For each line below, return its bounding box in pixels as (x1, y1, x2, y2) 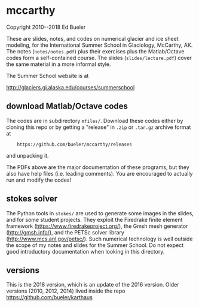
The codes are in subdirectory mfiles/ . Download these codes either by (6, 117, 183, 124)
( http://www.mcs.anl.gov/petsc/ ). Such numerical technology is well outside (6, 235, 193, 242)
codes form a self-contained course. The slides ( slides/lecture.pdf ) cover (6, 54, 192, 61)
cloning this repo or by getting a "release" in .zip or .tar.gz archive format (6, 124, 191, 131)
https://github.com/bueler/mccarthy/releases (17, 142, 133, 148)
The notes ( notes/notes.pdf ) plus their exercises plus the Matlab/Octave (6, 47, 185, 55)
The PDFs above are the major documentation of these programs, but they (6, 163, 189, 171)
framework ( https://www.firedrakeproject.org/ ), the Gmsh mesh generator (6, 222, 188, 230)
